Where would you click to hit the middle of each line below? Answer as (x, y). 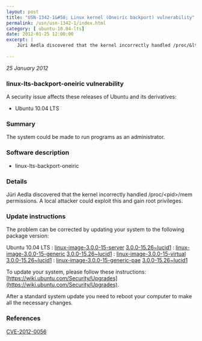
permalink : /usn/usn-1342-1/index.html (56, 23)
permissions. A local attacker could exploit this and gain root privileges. (95, 201)
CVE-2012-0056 (26, 331)
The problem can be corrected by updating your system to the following (95, 230)
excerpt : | (20, 40)
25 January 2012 (27, 68)
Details (17, 181)
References (23, 318)
